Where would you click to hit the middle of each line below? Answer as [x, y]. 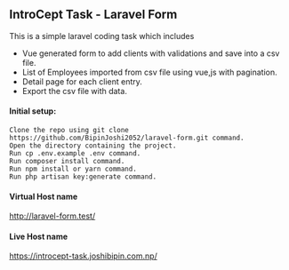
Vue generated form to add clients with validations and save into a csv [151, 53]
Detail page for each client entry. [82, 81]
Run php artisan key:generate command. [83, 177]
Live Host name [39, 236]
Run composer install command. [67, 162]
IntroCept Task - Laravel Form [93, 15]
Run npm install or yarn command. [73, 169]
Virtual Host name [44, 196]
